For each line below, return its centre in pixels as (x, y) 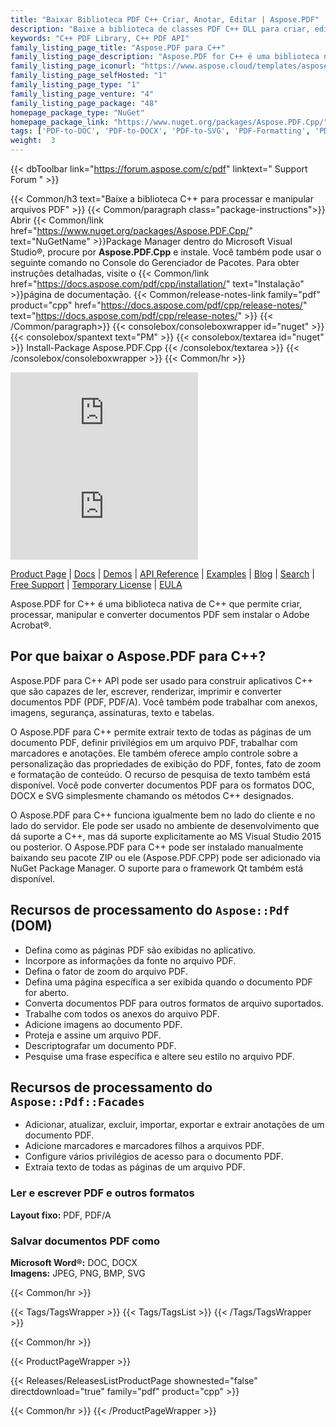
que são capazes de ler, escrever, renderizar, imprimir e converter (146, 691)
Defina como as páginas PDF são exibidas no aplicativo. (140, 950)
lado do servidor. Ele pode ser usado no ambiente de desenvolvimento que (165, 825)
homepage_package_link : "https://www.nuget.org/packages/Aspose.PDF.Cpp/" (169, 122)
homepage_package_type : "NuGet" (77, 112)
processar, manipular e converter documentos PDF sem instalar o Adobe (160, 614)
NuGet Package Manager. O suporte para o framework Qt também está (157, 868)
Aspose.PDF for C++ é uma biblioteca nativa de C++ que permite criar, (156, 604)
